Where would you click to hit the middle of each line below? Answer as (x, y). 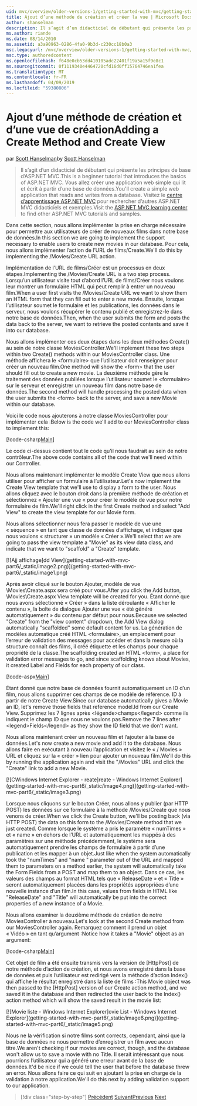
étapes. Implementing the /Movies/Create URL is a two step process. (89, 274)
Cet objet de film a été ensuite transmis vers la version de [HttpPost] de (92, 962)
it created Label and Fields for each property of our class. (76, 665)
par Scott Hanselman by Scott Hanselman (56, 158)
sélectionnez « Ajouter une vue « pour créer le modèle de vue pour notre (94, 499)
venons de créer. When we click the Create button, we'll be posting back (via (98, 816)
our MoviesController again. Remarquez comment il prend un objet (86, 927)
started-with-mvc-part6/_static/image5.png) (60, 1024)
